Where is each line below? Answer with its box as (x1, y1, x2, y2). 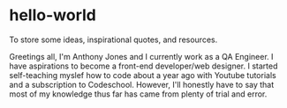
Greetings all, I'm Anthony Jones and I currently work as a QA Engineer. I (9, 51, 274, 61)
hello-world (9, 5, 97, 25)
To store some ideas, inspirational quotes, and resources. (9, 34, 218, 45)
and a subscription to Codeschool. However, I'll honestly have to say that (9, 79, 275, 90)
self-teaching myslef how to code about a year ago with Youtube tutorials (9, 69, 276, 80)
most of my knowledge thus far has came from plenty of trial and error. (9, 89, 268, 99)
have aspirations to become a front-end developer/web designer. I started (9, 61, 278, 71)
